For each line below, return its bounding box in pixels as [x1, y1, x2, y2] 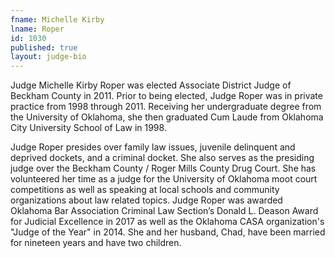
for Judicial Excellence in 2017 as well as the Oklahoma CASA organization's [10, 216, 325, 228]
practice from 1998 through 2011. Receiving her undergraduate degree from [10, 101, 322, 113]
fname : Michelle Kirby [10, 14, 105, 25]
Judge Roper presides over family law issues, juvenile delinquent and [10, 141, 296, 153]
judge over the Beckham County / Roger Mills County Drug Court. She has [10, 162, 317, 175]
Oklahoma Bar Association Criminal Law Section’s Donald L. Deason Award [10, 205, 319, 217]
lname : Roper [10, 24, 65, 34]
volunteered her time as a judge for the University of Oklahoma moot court [10, 173, 318, 185]
